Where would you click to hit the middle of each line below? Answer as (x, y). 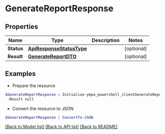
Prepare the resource (34, 86)
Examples (20, 74)
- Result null (21, 99)
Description (106, 40)
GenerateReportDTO (52, 56)
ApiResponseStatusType (57, 48)
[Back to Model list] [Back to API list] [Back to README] (61, 127)
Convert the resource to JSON (43, 109)
